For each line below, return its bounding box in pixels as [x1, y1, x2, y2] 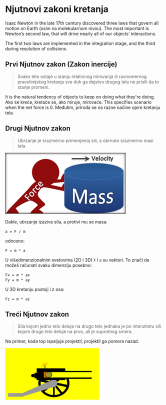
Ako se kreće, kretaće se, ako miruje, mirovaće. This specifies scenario [5, 99, 152, 105]
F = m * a [5, 248, 26, 253]
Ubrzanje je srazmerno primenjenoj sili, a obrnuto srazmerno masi [17, 137, 154, 143]
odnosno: [5, 237, 25, 243]
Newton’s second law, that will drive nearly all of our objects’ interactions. [5, 30, 156, 36]
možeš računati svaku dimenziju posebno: [5, 262, 92, 268]
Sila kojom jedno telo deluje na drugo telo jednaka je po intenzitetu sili [17, 323, 161, 329]
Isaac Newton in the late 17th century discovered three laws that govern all [5, 20, 159, 26]
